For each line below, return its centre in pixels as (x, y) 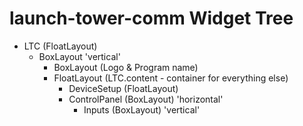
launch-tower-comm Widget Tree (151, 18)
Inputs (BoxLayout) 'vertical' (142, 109)
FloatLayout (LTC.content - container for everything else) (171, 78)
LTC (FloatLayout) (60, 46)
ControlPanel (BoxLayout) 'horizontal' (146, 99)
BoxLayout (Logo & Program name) (126, 67)
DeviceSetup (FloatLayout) (123, 88)
